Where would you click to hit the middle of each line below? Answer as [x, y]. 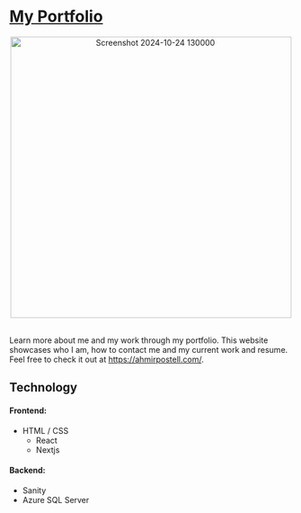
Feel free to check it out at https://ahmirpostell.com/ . [106, 359]
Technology [44, 387]
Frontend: [28, 410]
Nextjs [48, 450]
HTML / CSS [45, 430]
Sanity [34, 490]
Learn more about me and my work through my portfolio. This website [139, 340]
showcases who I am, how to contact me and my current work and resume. [149, 349]
